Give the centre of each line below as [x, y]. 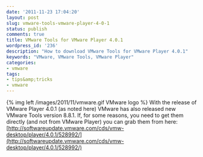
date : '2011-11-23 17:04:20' [43, 12]
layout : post [23, 18]
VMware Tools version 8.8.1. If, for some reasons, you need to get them [95, 115]
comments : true [25, 35]
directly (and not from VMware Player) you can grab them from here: [92, 122]
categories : [21, 62]
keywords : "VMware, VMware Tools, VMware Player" [70, 57]
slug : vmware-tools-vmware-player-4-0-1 [58, 23]
